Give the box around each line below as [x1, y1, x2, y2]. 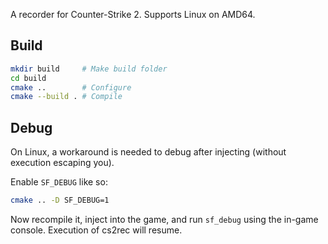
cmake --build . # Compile [10, 92, 123, 102]
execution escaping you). [10, 157, 115, 169]
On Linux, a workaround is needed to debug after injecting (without [10, 146, 287, 158]
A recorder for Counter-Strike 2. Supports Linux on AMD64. [10, 9, 256, 20]
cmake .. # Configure [10, 82, 132, 93]
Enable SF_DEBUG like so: [10, 176, 108, 188]
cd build [10, 73, 47, 83]
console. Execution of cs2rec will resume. [10, 224, 183, 236]
